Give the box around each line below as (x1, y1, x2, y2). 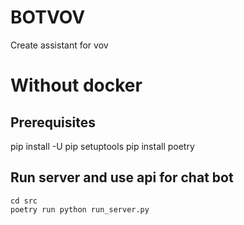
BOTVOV (10, 6, 86, 29)
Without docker (10, 74, 143, 97)
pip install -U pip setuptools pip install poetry (10, 140, 195, 152)
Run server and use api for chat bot (10, 169, 234, 186)
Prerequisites (10, 114, 96, 131)
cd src (10, 196, 38, 206)
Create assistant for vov (10, 39, 109, 51)
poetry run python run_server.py (10, 204, 150, 215)
